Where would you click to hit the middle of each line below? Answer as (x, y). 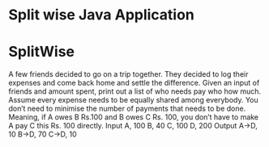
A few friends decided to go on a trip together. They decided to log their (128, 74)
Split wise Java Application (101, 15)
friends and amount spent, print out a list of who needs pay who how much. (135, 91)
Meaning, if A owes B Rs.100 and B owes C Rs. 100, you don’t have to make (134, 117)
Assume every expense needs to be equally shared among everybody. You (134, 100)
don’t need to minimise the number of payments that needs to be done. (127, 109)
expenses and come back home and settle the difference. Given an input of (134, 83)
